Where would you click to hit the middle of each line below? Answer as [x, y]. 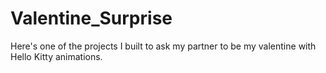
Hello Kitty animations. [56, 56]
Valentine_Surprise [91, 18]
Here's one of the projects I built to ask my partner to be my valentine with [163, 46]
